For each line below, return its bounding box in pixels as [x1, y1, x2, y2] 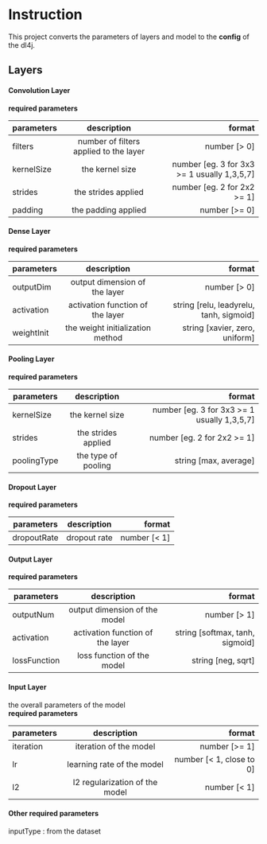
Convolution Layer [8, 85, 71, 95]
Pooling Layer [8, 354, 55, 364]
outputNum [12, 609, 55, 620]
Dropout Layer [8, 482, 57, 492]
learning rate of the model [67, 758, 164, 769]
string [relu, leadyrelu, [172, 299, 255, 310]
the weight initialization [64, 322, 151, 333]
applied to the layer [72, 146, 145, 157]
